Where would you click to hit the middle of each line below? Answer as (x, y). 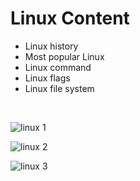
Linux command (58, 67)
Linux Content (70, 18)
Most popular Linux (64, 56)
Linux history (51, 46)
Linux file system (59, 88)
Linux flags (47, 78)
